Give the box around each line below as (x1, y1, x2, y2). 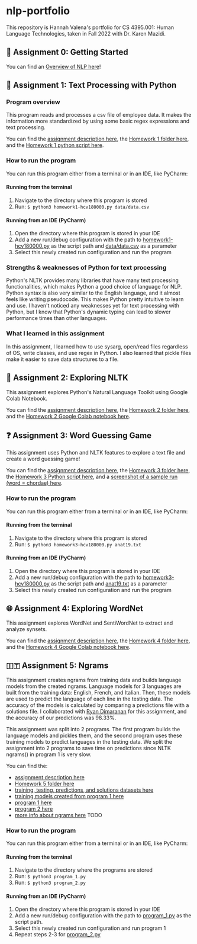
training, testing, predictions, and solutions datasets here (14, 786, 154, 793)
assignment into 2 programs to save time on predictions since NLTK (6, 744, 172, 751)
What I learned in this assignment (6, 329, 105, 338)
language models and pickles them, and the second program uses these (6, 732, 182, 739)
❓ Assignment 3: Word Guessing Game (6, 430, 152, 440)
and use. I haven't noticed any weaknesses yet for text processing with (6, 302, 179, 309)
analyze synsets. (6, 625, 47, 632)
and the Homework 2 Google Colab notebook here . (6, 412, 131, 420)
